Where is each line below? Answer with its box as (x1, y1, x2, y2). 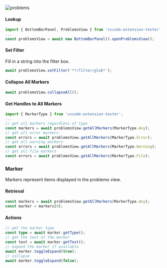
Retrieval (5, 188, 24, 194)
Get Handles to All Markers (5, 100, 62, 107)
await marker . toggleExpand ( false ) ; (5, 258, 79, 263)
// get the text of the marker (5, 235, 70, 240)
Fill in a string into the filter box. (5, 58, 70, 64)
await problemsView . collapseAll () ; (5, 90, 79, 95)
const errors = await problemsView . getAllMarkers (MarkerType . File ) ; (5, 154, 150, 159)
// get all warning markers (5, 140, 64, 145)
